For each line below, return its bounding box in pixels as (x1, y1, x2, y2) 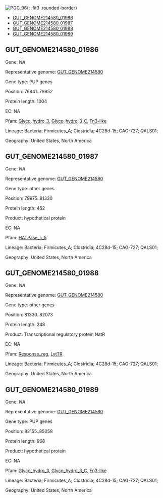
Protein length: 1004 (5, 98, 47, 104)
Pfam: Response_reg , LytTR (5, 351, 63, 357)
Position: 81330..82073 (5, 312, 53, 318)
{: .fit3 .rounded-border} (27, 5, 77, 11)
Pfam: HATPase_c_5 (5, 234, 47, 240)
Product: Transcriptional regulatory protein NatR (5, 331, 105, 337)
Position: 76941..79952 (5, 88, 53, 94)
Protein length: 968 (5, 438, 45, 444)
